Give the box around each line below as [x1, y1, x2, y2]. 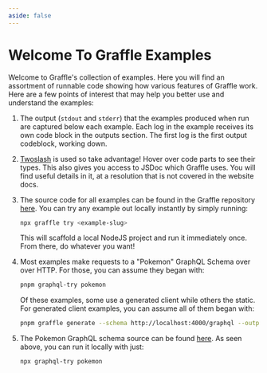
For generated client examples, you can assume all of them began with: [19, 304, 255, 313]
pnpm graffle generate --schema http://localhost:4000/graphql [19, 320, 235, 328]
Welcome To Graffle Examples [8, 45, 212, 64]
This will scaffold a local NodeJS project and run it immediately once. [19, 233, 247, 243]
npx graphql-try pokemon [19, 358, 103, 366]
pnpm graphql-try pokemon [19, 281, 106, 289]
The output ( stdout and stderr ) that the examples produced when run [19, 113, 249, 123]
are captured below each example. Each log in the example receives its [19, 121, 253, 132]
